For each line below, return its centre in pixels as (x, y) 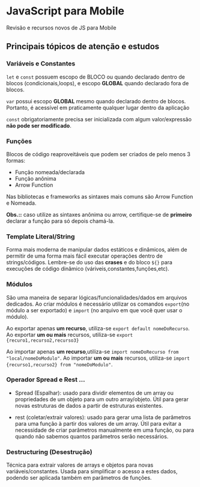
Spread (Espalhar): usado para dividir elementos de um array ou (94, 393)
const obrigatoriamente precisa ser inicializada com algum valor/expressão (99, 119)
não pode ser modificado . (39, 126)
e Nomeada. (21, 203)
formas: (16, 160)
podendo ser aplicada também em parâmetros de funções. (79, 478)
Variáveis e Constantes (41, 64)
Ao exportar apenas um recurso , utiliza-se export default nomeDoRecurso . (98, 328)
